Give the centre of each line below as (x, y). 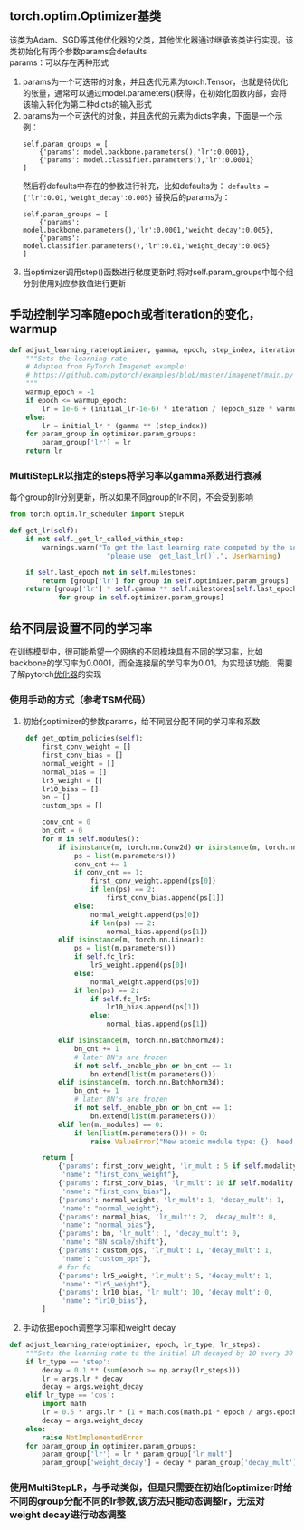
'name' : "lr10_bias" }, (104, 1301)
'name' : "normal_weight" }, (113, 1208)
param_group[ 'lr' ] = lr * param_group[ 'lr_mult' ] (137, 1454)
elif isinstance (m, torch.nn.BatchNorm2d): (141, 1041)
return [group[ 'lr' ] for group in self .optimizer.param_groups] (166, 581)
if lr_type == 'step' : (68, 1362)
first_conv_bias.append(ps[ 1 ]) (165, 898)
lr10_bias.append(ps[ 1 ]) (153, 1008)
